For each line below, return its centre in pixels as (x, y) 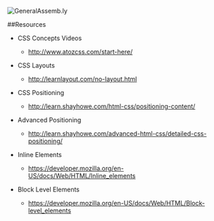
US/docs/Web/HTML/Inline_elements (82, 176)
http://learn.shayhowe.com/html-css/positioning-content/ (112, 106)
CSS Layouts (36, 65)
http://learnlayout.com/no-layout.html (82, 79)
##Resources (27, 24)
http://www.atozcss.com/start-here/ (80, 52)
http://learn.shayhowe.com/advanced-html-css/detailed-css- (117, 133)
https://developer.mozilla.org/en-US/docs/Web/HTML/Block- (117, 203)
